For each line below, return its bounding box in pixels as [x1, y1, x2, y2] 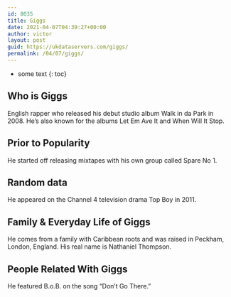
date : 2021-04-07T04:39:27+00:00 [7, 23, 107, 31]
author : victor [7, 30, 53, 38]
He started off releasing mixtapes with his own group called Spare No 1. [7, 156, 217, 164]
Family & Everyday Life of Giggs [7, 216, 151, 228]
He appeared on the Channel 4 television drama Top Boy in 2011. [7, 195, 197, 204]
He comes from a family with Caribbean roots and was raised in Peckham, [7, 235, 225, 244]
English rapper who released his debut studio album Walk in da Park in [7, 109, 214, 117]
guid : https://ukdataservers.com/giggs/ [7, 43, 129, 50]
